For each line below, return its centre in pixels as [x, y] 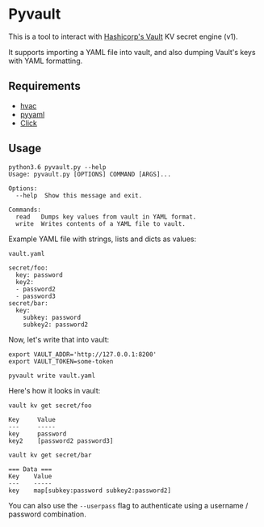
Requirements [44, 86]
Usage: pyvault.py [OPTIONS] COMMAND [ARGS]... [90, 174]
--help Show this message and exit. [79, 195]
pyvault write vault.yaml [52, 376]
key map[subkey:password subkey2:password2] [90, 491]
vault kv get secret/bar [50, 455]
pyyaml [32, 114]
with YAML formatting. [46, 61]
